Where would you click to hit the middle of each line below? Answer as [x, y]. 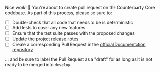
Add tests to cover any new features [49, 28]
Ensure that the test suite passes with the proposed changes [73, 33]
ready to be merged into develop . [38, 65]
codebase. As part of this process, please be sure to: [58, 13]
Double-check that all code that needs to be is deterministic [72, 22]
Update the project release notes [45, 39]
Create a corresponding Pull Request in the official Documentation [79, 45]
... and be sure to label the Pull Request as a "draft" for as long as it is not [79, 59]
